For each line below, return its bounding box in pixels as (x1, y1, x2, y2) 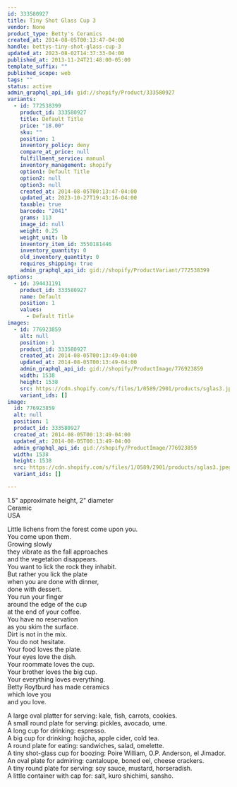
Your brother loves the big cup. (7, 668, 97, 676)
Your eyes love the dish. (7, 652, 78, 661)
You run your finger (7, 592, 64, 601)
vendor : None (7, 23, 46, 30)
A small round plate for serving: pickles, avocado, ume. (7, 718, 168, 727)
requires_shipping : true (20, 260, 93, 267)
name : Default (20, 293, 61, 301)
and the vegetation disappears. (7, 554, 98, 563)
